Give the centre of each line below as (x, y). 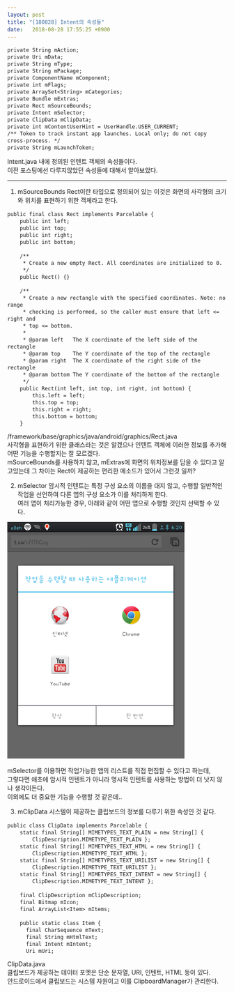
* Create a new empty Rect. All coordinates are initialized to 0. (123, 264)
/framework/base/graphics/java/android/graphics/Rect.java (92, 436)
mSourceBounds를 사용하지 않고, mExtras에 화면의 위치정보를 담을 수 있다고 (112, 462)
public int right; (46, 236)
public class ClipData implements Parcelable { (78, 826)
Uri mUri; (40, 952)
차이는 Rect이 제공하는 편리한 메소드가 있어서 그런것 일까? (117, 471)
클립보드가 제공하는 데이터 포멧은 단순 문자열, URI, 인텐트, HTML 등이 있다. (109, 972)
